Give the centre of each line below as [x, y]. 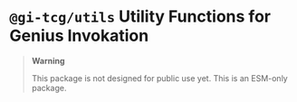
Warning [48, 60]
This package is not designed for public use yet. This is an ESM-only [159, 78]
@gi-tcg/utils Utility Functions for [140, 17]
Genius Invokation [79, 36]
